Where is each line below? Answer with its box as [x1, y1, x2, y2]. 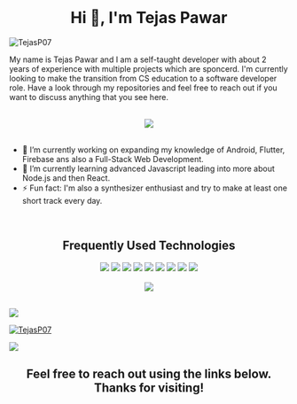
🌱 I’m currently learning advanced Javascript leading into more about [21, 163, 275, 174]
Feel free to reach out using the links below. [26, 367, 272, 382]
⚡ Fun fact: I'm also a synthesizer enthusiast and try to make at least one [21, 183, 288, 193]
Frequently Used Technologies [62, 238, 236, 253]
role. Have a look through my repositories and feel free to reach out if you [9, 82, 277, 93]
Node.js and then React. [21, 172, 111, 183]
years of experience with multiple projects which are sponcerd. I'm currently [9, 63, 288, 74]
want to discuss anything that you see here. [9, 91, 169, 102]
